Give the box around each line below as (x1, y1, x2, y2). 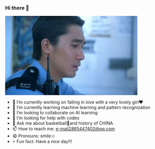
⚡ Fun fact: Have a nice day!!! (12, 139, 72, 145)
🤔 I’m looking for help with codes (12, 115, 80, 121)
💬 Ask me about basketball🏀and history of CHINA (12, 120, 113, 126)
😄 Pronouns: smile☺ (12, 133, 56, 139)
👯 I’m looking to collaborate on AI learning (12, 110, 98, 116)
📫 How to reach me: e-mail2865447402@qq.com (12, 126, 115, 132)
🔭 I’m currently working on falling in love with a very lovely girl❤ (12, 99, 144, 105)
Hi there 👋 (5, 4, 30, 11)
